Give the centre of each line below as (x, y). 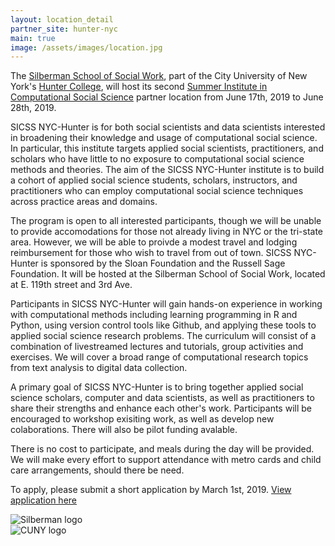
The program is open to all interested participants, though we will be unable (166, 221)
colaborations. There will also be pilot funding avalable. (124, 430)
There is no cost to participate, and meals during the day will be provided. (162, 449)
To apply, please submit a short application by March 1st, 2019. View (151, 490)
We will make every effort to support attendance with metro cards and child (166, 460)
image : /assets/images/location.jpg (86, 47)
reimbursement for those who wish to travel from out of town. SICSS (151, 253)
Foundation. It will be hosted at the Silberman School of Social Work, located (168, 274)
